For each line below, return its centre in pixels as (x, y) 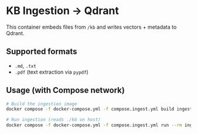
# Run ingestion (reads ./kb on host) (53, 120)
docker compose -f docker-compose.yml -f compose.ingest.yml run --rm (94, 125)
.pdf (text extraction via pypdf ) (52, 72)
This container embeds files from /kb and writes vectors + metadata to (91, 27)
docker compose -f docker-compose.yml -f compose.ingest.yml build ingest (99, 109)
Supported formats (42, 52)
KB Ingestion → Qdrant (62, 11)
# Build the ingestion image (42, 104)
